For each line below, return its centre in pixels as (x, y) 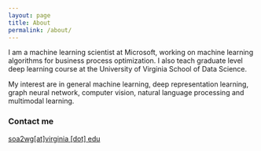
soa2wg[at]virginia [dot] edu (54, 138)
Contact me (31, 121)
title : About (29, 23)
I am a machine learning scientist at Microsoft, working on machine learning (131, 53)
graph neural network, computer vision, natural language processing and (126, 93)
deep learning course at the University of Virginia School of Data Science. (128, 69)
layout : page (29, 15)
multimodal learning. (41, 101)
